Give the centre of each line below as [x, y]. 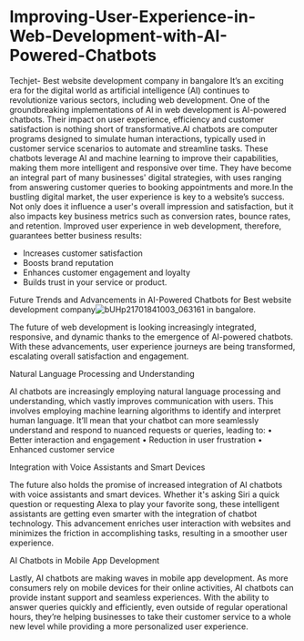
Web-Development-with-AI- [118, 36]
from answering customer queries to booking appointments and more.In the [152, 187]
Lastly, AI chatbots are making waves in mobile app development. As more [149, 578]
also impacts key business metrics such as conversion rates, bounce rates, [150, 216]
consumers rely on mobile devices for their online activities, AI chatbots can [152, 587]
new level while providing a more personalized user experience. [129, 626]
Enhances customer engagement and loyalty [106, 272]
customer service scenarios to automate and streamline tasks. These [139, 148]
